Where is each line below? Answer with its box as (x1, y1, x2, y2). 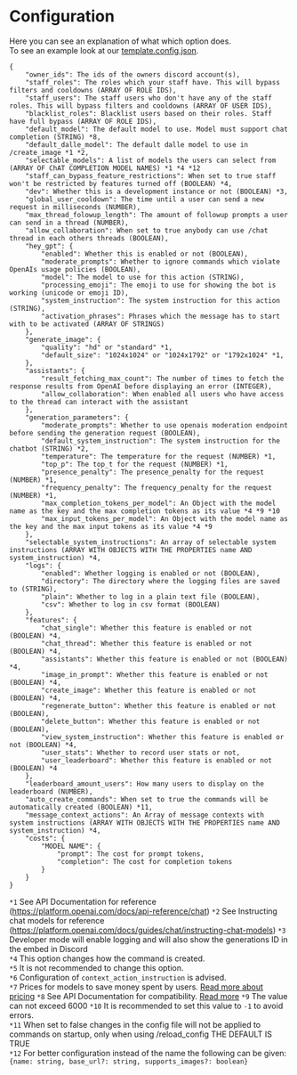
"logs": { (25, 561, 62, 570)
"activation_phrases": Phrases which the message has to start (41, 312, 280, 321)
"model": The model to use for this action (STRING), (41, 273, 245, 281)
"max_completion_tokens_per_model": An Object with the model (41, 499, 277, 508)
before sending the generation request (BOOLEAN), (9, 428, 201, 437)
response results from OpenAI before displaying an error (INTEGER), (9, 381, 273, 391)
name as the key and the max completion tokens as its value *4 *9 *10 (9, 506, 280, 516)
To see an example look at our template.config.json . (9, 45, 199, 55)
